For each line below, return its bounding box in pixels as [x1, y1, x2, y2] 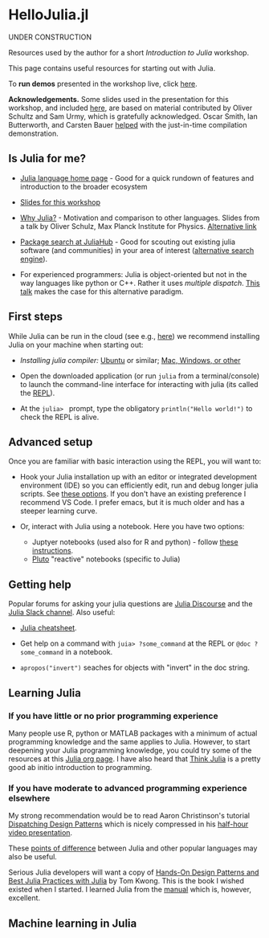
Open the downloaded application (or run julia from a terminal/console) [19, 371, 260, 381]
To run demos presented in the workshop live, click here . [8, 79, 198, 88]
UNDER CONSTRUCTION [8, 32, 92, 42]
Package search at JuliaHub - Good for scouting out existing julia [19, 237, 235, 247]
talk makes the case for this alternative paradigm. [19, 287, 184, 296]
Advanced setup [8, 435, 93, 449]
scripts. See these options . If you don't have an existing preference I [19, 489, 247, 499]
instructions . [31, 546, 74, 556]
